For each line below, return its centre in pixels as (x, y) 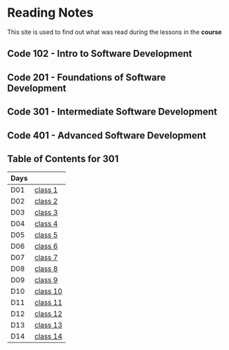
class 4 (46, 224)
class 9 (46, 280)
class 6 (46, 246)
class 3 (46, 213)
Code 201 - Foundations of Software (86, 77)
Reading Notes (51, 13)
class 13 (48, 325)
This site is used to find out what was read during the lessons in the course (114, 32)
